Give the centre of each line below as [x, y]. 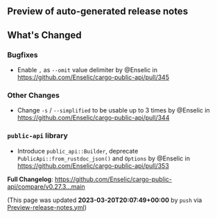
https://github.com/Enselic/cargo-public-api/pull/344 [93, 118]
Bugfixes [23, 55]
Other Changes [34, 95]
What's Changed [44, 35]
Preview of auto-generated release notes [98, 11]
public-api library [37, 136]
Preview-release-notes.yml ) [47, 207]
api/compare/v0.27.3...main [46, 186]
